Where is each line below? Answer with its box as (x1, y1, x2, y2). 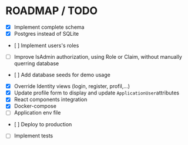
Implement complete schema (14, 23, 85, 31)
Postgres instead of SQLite (14, 31, 79, 37)
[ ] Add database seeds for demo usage (14, 72, 111, 79)
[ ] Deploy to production (14, 121, 72, 128)
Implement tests (14, 132, 53, 139)
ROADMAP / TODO (5, 4, 98, 18)
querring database (14, 60, 59, 67)
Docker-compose (14, 103, 57, 110)
